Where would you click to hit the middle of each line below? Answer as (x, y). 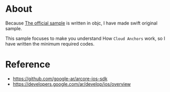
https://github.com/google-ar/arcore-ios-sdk (60, 78)
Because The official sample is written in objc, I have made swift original (81, 23)
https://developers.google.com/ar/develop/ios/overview (72, 84)
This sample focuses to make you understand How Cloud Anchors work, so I (85, 38)
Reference (28, 65)
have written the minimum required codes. (50, 43)
